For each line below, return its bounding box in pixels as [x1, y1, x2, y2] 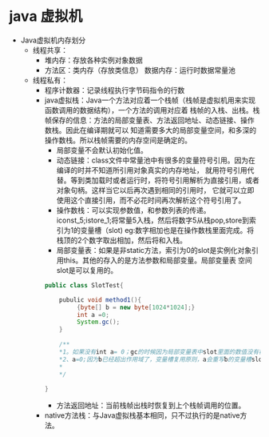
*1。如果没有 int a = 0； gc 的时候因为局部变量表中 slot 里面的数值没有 [59, 347, 259, 356]
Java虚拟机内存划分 [20, 35, 86, 45]
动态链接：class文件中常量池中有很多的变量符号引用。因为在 [56, 155, 256, 165]
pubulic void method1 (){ [59, 295, 142, 304]
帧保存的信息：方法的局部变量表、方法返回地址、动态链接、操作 [44, 115, 255, 125]
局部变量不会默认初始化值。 [56, 145, 148, 154]
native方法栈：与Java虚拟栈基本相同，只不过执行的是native [44, 411, 240, 420]
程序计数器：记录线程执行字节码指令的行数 [44, 85, 185, 94]
